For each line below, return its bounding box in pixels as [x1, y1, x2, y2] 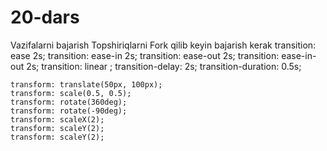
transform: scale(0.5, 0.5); [10, 88, 132, 98]
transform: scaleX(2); [10, 114, 105, 125]
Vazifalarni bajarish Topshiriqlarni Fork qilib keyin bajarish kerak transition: [10, 39, 317, 51]
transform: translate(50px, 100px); [10, 79, 163, 90]
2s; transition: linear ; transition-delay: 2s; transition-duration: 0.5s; [26, 60, 302, 72]
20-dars [10, 6, 80, 29]
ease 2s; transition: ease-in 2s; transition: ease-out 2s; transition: [10, 49, 280, 61]
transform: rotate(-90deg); [10, 106, 128, 116]
